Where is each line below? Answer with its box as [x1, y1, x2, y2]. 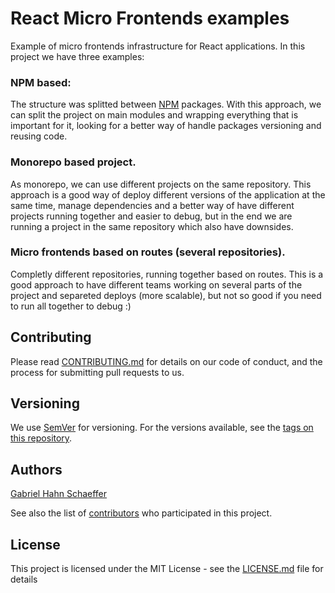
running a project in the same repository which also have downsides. [10, 220, 294, 232]
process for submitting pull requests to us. [10, 366, 185, 378]
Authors [10, 461, 63, 478]
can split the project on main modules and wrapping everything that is [10, 109, 299, 121]
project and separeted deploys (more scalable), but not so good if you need [10, 289, 322, 301]
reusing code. [10, 130, 68, 142]
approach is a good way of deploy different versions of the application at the [10, 188, 326, 201]
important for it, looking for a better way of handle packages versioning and [10, 120, 322, 132]
